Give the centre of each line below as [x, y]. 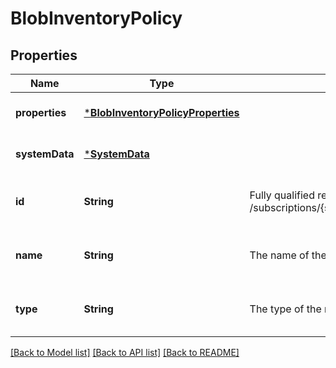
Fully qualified [282, 195]
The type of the [285, 309]
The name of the [288, 255]
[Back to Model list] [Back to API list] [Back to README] [125, 352]
